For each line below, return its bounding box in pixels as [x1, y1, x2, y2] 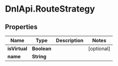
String [32, 53, 47, 60]
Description [56, 37, 84, 44]
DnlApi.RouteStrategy [5, 3, 95, 15]
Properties [5, 23, 38, 31]
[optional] [88, 45, 110, 52]
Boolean [32, 45, 52, 52]
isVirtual [7, 45, 28, 52]
